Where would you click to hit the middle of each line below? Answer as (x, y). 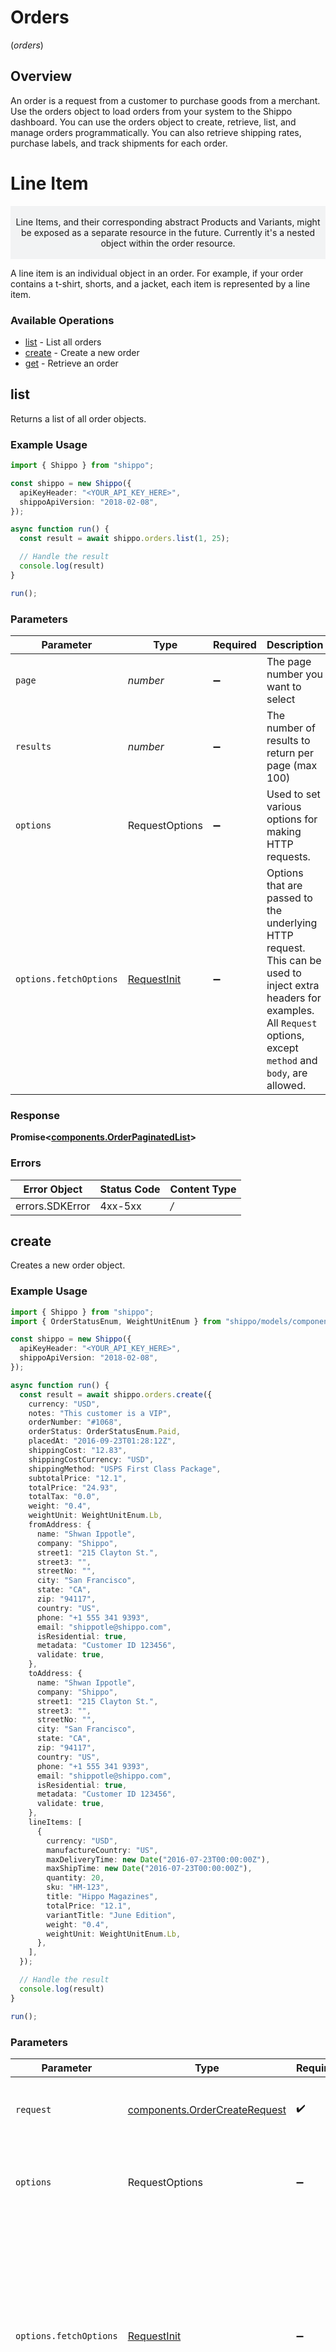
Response (35, 1115)
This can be (294, 961)
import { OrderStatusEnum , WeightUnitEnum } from (116, 1321)
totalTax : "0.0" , (64, 1497)
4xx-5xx (120, 1206)
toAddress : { (55, 1674)
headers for (294, 998)
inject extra (293, 986)
